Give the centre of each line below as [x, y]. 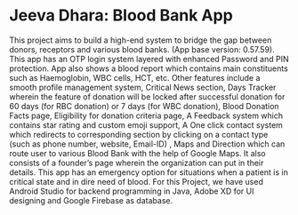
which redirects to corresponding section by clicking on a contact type [139, 134]
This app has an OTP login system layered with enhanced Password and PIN [149, 59]
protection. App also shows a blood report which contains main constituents [149, 68]
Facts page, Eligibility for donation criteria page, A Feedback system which [146, 115]
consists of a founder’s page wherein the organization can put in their [137, 163]
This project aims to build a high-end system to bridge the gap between [141, 40]
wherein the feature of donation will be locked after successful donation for [147, 96]
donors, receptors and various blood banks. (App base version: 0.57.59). [142, 49]
